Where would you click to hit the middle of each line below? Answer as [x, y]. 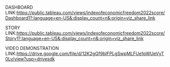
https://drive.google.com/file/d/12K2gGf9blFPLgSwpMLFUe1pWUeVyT [90, 53]
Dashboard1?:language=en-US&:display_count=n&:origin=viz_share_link [80, 18]
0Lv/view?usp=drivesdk [30, 59]
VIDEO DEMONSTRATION [32, 48]
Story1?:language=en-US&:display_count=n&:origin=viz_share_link [74, 38]
